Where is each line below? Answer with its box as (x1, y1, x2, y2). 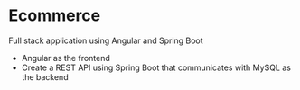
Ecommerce (8, 5, 101, 26)
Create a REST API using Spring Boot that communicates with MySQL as (21, 62, 291, 73)
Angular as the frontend (21, 52, 110, 63)
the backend (21, 71, 69, 82)
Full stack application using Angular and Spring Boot (8, 35, 204, 46)
